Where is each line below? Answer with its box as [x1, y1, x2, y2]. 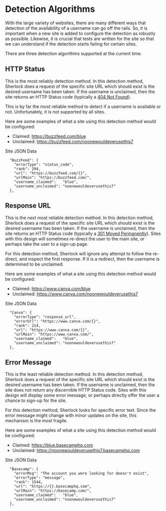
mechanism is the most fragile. [5, 418, 68, 424]
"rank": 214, [14, 323, 41, 328]
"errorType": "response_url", [14, 314, 77, 319]
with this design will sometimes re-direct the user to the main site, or [5, 235, 145, 241]
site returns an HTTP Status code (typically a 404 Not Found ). [5, 94, 131, 100]
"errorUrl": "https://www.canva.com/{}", [14, 319, 100, 324]
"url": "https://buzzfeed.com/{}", [14, 170, 87, 175]
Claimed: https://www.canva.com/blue [12, 285, 91, 291]
